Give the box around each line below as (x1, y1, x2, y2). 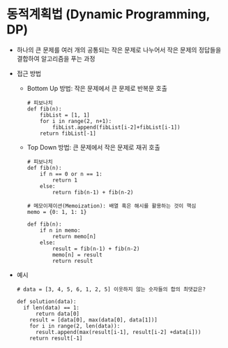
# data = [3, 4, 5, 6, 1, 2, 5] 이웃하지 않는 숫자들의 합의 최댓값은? (16, 286, 206, 293)
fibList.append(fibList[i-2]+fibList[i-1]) (52, 124, 181, 131)
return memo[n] (52, 233, 97, 240)
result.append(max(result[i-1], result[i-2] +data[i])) (35, 328, 202, 335)
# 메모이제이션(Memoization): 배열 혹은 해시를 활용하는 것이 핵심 (26, 202, 197, 210)
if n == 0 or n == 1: (40, 171, 102, 177)
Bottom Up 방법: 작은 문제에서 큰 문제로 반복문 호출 (26, 84, 168, 92)
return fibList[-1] (40, 130, 97, 137)
